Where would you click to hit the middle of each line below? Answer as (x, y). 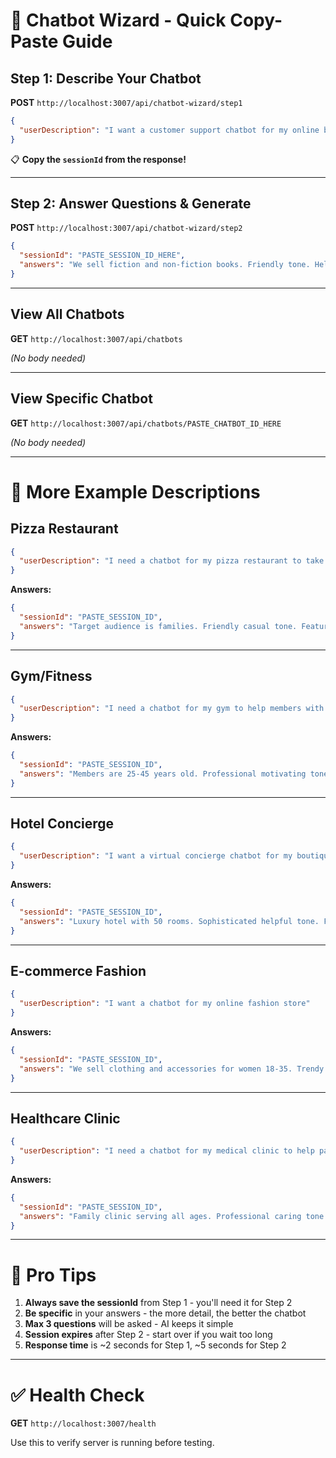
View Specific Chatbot (81, 399)
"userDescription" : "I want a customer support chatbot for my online (169, 130)
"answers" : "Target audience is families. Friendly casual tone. (158, 626)
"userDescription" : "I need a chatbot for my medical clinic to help (167, 1151)
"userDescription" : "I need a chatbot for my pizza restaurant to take (172, 561)
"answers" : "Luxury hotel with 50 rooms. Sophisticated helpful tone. (169, 921)
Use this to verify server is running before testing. (112, 1443)
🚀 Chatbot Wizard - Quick (118, 20)
